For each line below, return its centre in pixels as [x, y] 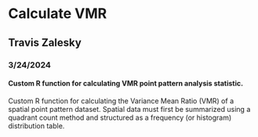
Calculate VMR [58, 14]
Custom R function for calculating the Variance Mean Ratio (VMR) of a [121, 101]
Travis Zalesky [45, 43]
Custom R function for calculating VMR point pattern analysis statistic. [126, 84]
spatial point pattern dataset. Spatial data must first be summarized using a [129, 109]
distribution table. [36, 125]
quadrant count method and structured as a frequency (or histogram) [120, 117]
